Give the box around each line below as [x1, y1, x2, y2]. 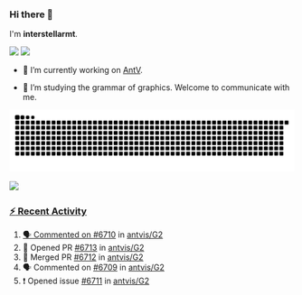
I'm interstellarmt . [9, 29, 79, 40]
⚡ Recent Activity [9, 205, 88, 217]
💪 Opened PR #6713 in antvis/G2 [22, 243, 145, 254]
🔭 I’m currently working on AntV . [22, 65, 143, 76]
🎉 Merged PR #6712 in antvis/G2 [22, 252, 144, 263]
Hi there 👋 [9, 8, 54, 21]
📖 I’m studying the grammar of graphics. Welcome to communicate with [22, 82, 290, 93]
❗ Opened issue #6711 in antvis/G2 [22, 275, 150, 287]
